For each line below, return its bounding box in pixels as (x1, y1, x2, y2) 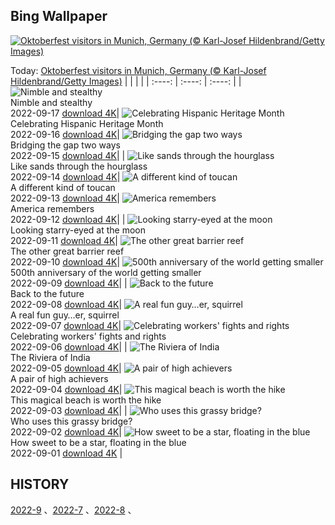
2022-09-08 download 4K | (10, 298, 123, 310)
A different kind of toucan (10, 181, 116, 193)
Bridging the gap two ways (10, 139, 121, 151)
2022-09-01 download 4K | (10, 447, 123, 459)
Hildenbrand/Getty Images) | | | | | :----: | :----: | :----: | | (10, 75, 242, 87)
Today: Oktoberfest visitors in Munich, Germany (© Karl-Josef (10, 64, 267, 76)
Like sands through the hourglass (10, 160, 148, 172)
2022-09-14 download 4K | (10, 170, 121, 183)
